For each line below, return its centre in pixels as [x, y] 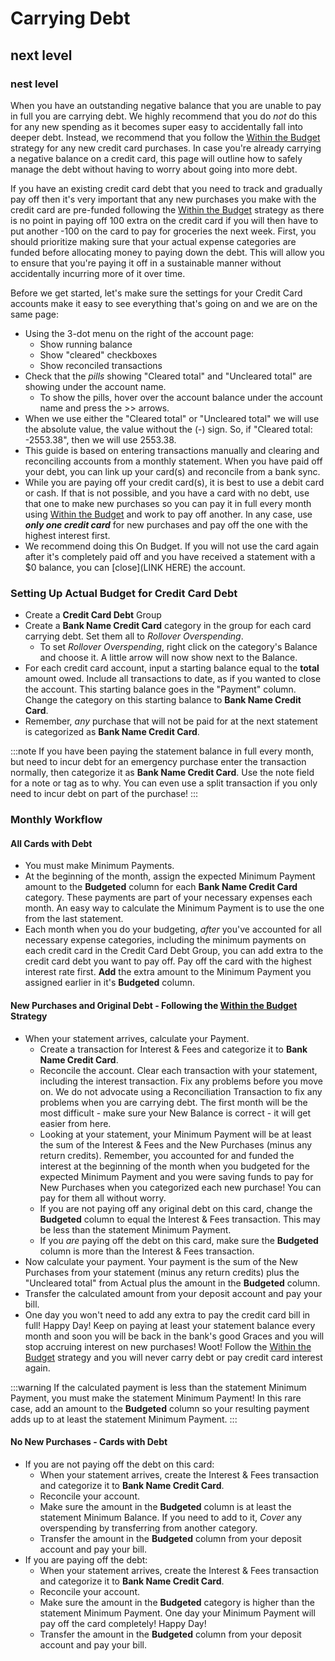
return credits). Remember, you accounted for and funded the [167, 1155]
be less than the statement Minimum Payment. [135, 1229]
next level [41, 55]
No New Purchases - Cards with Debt [89, 1442]
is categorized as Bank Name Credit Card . [112, 732]
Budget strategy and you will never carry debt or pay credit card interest [173, 1357]
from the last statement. [74, 919]
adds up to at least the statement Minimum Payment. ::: [124, 1419]
